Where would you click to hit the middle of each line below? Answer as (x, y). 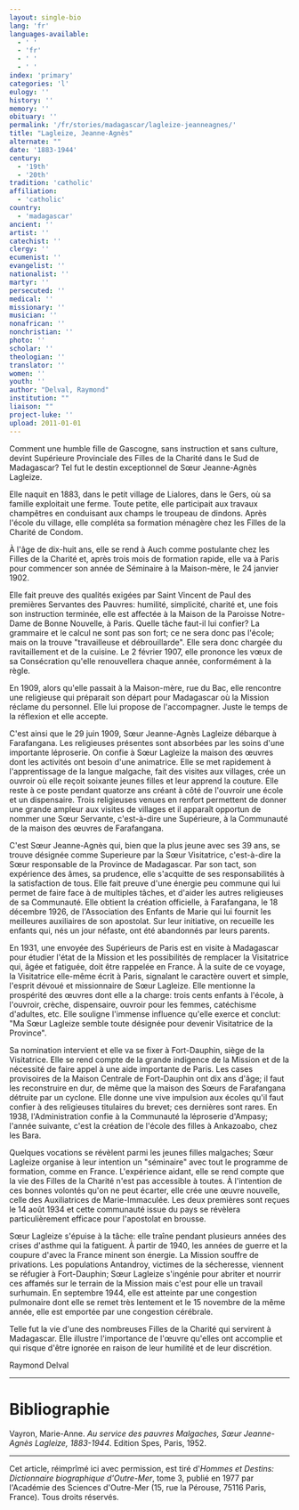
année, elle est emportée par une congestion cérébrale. (111, 1311)
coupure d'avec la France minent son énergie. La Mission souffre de (134, 1254)
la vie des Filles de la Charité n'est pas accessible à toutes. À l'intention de (146, 1181)
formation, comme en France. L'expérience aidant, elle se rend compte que (147, 1171)
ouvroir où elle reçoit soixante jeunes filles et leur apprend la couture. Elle (144, 781)
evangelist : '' (37, 266)
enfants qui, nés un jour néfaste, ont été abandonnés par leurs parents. (139, 930)
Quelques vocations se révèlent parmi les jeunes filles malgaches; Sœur (141, 1152)
